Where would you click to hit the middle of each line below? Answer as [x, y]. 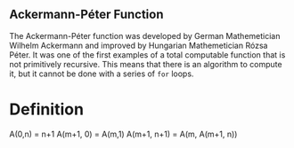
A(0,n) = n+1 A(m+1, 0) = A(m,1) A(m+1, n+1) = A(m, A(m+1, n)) [123, 134]
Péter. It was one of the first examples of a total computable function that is [147, 55]
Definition [47, 109]
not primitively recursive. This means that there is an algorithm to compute [146, 64]
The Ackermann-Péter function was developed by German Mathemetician [145, 35]
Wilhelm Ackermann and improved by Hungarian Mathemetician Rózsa [139, 45]
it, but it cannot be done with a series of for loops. [102, 74]
